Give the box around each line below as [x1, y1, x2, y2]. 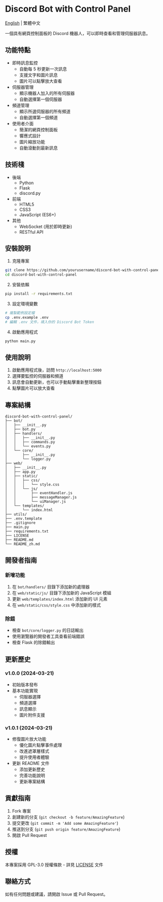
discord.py [19, 190, 41, 196]
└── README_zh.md [5, 542, 40, 547]
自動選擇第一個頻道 [19, 114, 58, 120]
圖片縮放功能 [19, 139, 45, 144]
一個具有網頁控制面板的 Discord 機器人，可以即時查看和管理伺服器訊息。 [5, 30, 150, 36]
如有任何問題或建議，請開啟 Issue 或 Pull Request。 [5, 891, 108, 897]
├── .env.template [5, 516, 42, 521]
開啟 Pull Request [12, 832, 47, 838]
